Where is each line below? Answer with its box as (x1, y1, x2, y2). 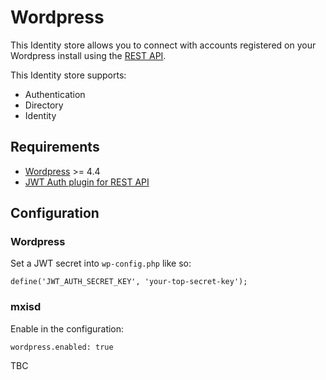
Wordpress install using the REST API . (10, 49, 167, 61)
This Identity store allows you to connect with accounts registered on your (10, 39, 317, 51)
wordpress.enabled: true (10, 342, 114, 352)
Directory (24, 99, 64, 111)
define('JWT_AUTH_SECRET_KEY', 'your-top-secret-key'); (10, 277, 248, 287)
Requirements (10, 139, 100, 156)
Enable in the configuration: (10, 322, 125, 335)
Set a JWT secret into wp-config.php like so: (10, 257, 192, 270)
